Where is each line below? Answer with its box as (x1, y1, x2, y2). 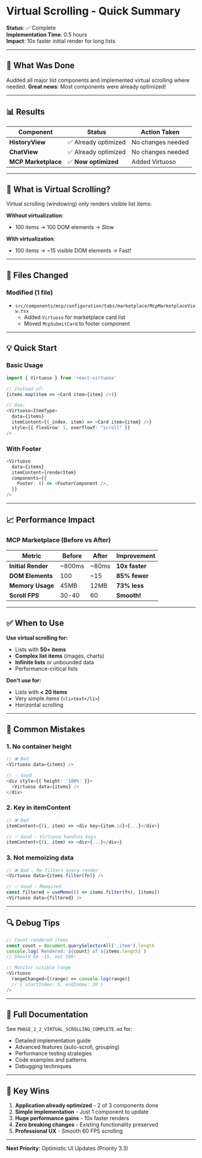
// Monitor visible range (6, 964, 71, 971)
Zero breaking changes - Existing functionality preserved (14, 1121, 158, 1128)
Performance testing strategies (14, 1050, 92, 1057)
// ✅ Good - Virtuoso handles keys (6, 834, 97, 840)
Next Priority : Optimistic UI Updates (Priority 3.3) (6, 1145, 129, 1152)
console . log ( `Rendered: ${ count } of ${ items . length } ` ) (6, 948, 147, 954)
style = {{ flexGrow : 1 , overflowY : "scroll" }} (11, 424, 130, 430)
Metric (22, 552, 41, 560)
